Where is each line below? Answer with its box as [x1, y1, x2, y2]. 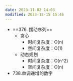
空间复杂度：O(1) [27, 45, 63, 51]
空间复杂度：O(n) [27, 63, 64, 70]
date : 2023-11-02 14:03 [5, 7, 55, 12]
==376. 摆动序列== [12, 26, 53, 32]
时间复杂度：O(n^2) [27, 57, 68, 63]
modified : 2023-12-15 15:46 [5, 12, 64, 17]
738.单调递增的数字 [12, 70, 53, 76]
